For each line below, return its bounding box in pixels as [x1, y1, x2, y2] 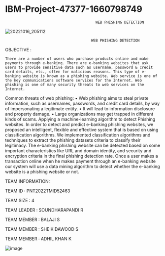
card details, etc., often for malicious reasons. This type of [5, 69, 140, 74]
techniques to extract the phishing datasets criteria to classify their [5, 137, 141, 143]
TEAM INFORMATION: [5, 178, 50, 184]
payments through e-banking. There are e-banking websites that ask [5, 60, 149, 65]
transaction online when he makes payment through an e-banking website [5, 158, 156, 164]
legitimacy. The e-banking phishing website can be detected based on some [5, 142, 161, 148]
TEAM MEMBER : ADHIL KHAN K [5, 236, 72, 242]
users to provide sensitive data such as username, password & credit [5, 65, 153, 70]
